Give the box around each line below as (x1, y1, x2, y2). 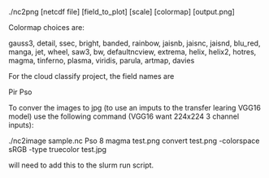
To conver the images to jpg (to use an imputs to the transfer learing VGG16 (8, 103, 262, 112)
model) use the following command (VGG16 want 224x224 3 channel (8, 111, 240, 121)
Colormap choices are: (8, 23, 85, 32)
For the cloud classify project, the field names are (8, 72, 175, 80)
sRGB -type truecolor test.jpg (8, 145, 107, 154)
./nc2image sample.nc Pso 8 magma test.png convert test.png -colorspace (8, 136, 260, 145)
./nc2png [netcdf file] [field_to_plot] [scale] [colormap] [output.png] (8, 7, 236, 16)
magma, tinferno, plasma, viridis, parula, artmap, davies (8, 56, 195, 65)
